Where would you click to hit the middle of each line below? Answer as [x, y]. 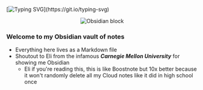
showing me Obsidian [42, 63]
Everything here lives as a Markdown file [66, 50]
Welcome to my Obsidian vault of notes [65, 36]
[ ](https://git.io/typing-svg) [58, 9]
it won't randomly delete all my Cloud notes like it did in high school [108, 76]
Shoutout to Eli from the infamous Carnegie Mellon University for [98, 56]
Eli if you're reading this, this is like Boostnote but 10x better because [111, 69]
